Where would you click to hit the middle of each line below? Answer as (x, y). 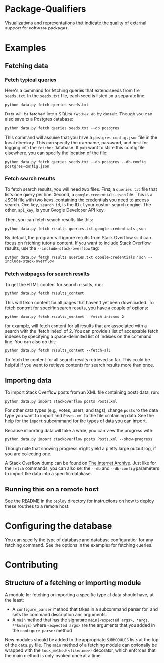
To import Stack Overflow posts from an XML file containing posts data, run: (82, 392)
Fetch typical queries (31, 80)
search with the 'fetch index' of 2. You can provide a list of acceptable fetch (82, 331)
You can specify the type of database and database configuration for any (79, 540)
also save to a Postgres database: (39, 119)
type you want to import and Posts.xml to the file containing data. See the (80, 416)
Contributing (32, 565)
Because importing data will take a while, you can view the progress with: (79, 431)
